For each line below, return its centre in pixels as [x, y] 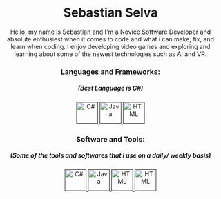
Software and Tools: [110, 139]
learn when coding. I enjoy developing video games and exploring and [110, 46]
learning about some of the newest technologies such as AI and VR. [110, 54]
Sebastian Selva [110, 13]
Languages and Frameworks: [110, 72]
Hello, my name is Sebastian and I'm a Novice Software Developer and [110, 32]
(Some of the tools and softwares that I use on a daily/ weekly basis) [110, 155]
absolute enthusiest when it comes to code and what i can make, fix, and [110, 39]
